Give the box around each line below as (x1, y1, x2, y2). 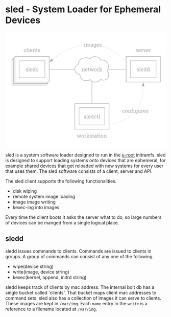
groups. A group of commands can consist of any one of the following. (5, 253, 154, 259)
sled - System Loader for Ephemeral (5, 4, 161, 15)
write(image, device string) (12, 268, 70, 275)
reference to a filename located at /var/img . (5, 306, 97, 312)
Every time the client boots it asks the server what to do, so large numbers (5, 214, 162, 220)
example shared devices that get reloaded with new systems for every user (5, 163, 164, 169)
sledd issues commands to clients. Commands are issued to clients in (5, 248, 152, 254)
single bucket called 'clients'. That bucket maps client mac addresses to (5, 289, 157, 296)
